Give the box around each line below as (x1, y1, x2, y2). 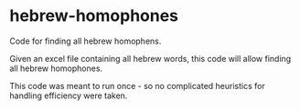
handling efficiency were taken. (9, 90, 128, 101)
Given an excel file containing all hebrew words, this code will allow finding (9, 53, 292, 64)
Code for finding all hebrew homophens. (9, 35, 162, 46)
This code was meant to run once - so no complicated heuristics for (9, 80, 265, 91)
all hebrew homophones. (9, 63, 103, 74)
